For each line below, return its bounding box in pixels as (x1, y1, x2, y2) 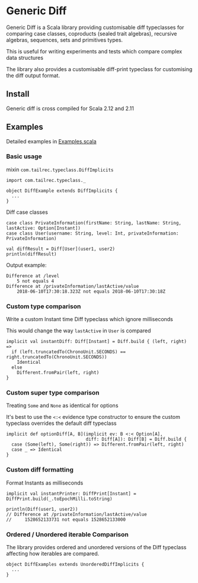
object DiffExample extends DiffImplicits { (6, 188, 118, 194)
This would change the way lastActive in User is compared (6, 327, 151, 334)
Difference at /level (6, 273, 60, 279)
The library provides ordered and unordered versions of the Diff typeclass (6, 544, 187, 551)
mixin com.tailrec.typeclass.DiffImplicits (6, 166, 114, 173)
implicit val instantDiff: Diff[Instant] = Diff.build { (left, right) (6, 339, 187, 345)
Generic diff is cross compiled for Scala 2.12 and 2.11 (6, 105, 135, 112)
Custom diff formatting (6, 466, 74, 474)
